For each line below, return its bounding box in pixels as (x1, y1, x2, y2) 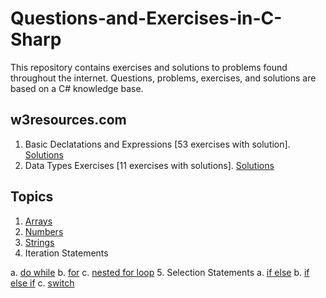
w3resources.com (10, 112, 127, 129)
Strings (24, 236, 55, 248)
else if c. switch (10, 277, 75, 289)
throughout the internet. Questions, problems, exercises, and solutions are (10, 72, 317, 84)
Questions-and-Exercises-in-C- (10, 7, 283, 30)
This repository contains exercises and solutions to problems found (10, 61, 288, 73)
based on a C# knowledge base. (10, 82, 144, 94)
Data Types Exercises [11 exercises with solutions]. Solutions (24, 159, 275, 171)
